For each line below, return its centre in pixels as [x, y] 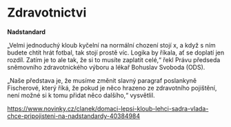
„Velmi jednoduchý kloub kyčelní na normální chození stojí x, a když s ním [111, 45]
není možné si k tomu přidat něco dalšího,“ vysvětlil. [81, 95]
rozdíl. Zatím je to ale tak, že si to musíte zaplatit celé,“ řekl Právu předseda [114, 59]
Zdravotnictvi [47, 13]
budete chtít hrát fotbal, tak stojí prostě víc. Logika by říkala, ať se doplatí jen [116, 52]
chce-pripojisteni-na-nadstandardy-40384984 [74, 116]
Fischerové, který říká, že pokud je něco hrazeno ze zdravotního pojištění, [112, 88]
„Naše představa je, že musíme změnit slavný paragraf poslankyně [102, 80]
